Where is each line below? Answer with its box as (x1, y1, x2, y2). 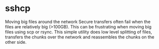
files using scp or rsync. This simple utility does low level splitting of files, (5, 29, 152, 35)
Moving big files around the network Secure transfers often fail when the (5, 19, 151, 24)
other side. (5, 39, 27, 45)
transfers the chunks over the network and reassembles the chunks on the (5, 34, 155, 40)
